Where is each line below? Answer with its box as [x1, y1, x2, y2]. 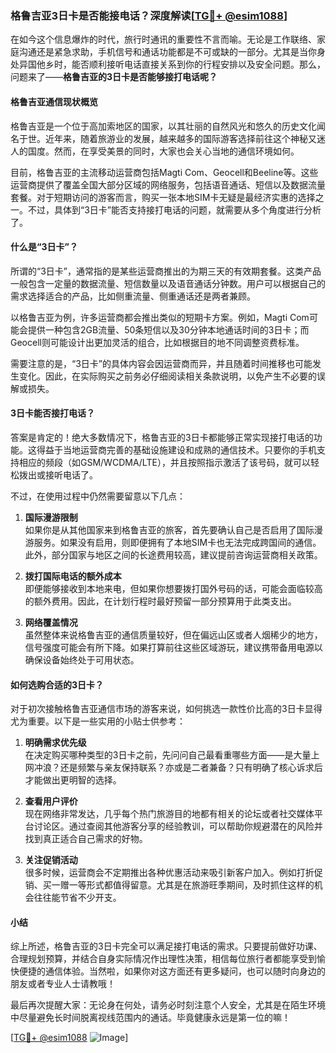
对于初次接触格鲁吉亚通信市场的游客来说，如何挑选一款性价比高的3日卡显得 [10, 703, 323, 715]
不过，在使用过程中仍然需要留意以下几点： [10, 490, 186, 502]
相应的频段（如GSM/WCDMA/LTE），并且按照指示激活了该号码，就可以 [18, 456, 311, 468]
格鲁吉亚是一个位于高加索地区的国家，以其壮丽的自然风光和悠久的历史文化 [10, 120, 317, 132]
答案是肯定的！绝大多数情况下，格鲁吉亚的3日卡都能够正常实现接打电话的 [10, 431, 314, 443]
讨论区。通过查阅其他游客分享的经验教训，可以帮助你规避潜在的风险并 [33, 820, 323, 832]
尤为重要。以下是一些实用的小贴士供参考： [10, 715, 186, 727]
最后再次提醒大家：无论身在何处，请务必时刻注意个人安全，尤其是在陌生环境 [10, 999, 326, 1011]
